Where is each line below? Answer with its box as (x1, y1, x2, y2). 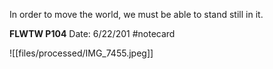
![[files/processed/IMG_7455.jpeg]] (9, 47, 154, 59)
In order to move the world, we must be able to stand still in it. (9, 9, 264, 20)
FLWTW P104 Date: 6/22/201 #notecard (9, 28, 176, 39)
